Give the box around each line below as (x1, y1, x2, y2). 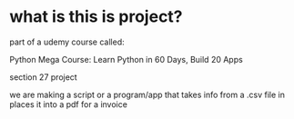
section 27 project (9, 71, 77, 83)
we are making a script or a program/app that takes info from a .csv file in (9, 89, 285, 100)
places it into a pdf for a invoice (9, 98, 127, 110)
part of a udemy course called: (9, 36, 125, 47)
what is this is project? (9, 6, 184, 27)
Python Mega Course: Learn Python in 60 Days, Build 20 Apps (9, 54, 243, 64)
